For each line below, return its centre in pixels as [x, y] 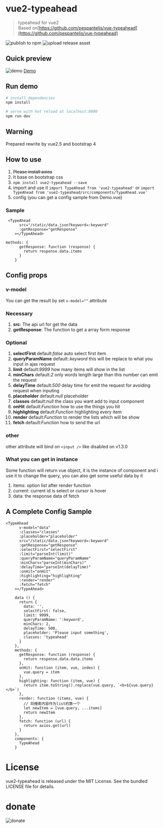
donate [21, 806]
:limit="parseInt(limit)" [46, 554]
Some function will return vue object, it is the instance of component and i [82, 470]
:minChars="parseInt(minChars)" [52, 563]
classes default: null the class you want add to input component [78, 401]
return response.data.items [53, 251]
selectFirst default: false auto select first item [59, 354]
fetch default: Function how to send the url [56, 423]
